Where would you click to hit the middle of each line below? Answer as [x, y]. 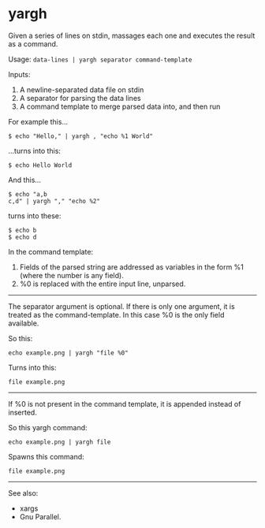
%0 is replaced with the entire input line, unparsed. [103, 284]
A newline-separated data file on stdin [82, 89]
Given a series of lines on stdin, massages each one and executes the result [132, 35]
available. [24, 323]
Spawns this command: [46, 456]
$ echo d [22, 237]
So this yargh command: [48, 427]
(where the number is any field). [71, 275]
